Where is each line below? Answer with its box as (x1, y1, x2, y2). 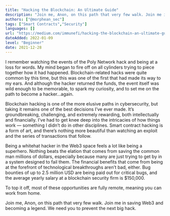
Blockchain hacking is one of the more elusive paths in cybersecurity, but (5, 100, 158, 106)
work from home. (5, 190, 41, 196)
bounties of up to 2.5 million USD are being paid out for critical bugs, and (5, 170, 158, 176)
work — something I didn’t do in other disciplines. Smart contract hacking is (5, 122, 163, 128)
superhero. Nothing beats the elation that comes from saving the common (5, 148, 160, 154)
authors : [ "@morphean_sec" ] (5, 17, 65, 22)
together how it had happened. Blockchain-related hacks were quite (5, 69, 147, 76)
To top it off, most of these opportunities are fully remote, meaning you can (5, 185, 162, 191)
